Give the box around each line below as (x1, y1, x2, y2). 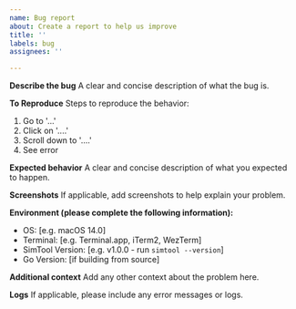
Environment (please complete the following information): (9, 207, 234, 219)
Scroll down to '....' (22, 135, 93, 146)
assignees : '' (9, 47, 64, 57)
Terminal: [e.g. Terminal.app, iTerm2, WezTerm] (22, 234, 202, 246)
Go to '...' (22, 116, 56, 127)
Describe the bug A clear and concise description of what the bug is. (9, 80, 270, 91)
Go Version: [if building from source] (22, 254, 160, 265)
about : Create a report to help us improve (9, 22, 178, 31)
